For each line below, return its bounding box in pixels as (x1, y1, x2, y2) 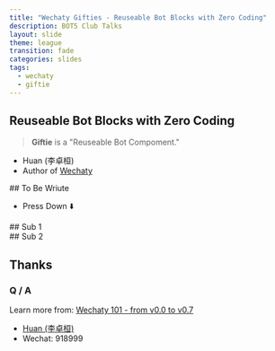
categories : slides (9, 55, 83, 64)
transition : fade (9, 47, 75, 56)
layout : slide (9, 30, 63, 39)
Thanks (9, 257, 53, 272)
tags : (9, 64, 30, 73)
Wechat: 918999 (22, 333, 84, 344)
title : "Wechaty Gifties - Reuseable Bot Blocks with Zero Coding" (9, 13, 268, 22)
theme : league (9, 38, 63, 48)
